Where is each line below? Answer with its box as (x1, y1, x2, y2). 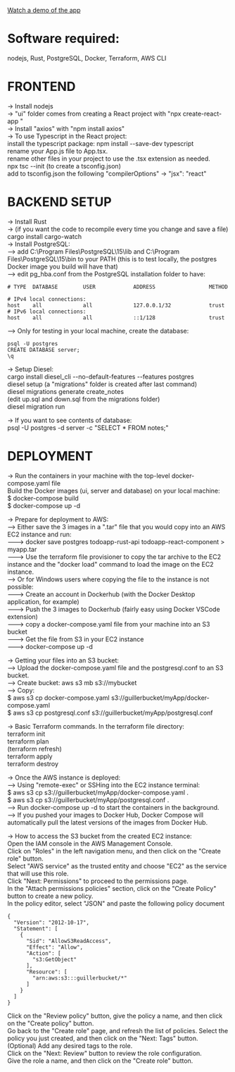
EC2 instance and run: (7, 530, 72, 538)
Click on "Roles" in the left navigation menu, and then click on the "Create (7, 846, 222, 855)
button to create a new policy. (7, 892, 94, 900)
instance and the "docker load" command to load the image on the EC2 (7, 560, 214, 568)
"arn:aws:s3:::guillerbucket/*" (32, 974, 128, 982)
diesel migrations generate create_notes (7, 387, 125, 395)
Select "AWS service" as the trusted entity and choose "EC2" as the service (7, 861, 227, 870)
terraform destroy (7, 759, 58, 768)
